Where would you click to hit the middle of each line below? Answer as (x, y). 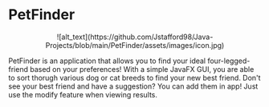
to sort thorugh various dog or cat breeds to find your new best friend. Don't (134, 77)
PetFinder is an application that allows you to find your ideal (107, 61)
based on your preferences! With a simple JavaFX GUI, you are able (142, 69)
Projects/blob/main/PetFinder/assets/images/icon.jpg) (135, 45)
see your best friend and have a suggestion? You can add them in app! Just (133, 86)
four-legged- (229, 61)
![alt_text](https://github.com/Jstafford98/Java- (135, 37)
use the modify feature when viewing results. (83, 94)
